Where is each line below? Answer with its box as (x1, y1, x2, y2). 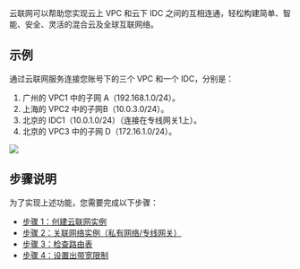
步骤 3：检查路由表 (21, 239, 93, 249)
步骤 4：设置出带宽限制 (21, 249, 109, 260)
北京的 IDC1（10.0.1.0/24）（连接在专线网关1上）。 (21, 115, 201, 126)
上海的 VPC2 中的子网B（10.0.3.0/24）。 (21, 103, 169, 114)
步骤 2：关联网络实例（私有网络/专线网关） (21, 227, 182, 238)
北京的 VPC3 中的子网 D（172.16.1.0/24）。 (21, 126, 177, 136)
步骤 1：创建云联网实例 (21, 216, 107, 227)
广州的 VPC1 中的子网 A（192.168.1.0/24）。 (21, 92, 181, 103)
